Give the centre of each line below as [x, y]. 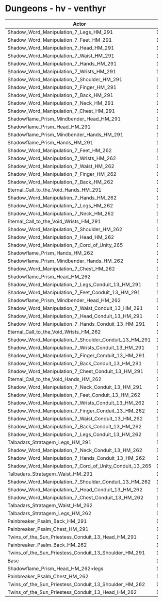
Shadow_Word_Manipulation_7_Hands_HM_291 [62, 64]
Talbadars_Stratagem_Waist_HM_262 [50, 505]
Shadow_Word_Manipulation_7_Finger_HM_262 [62, 174]
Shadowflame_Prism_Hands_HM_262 [50, 253]
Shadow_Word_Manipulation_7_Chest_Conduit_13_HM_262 [76, 497]
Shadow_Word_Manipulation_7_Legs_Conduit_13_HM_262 [74, 434]
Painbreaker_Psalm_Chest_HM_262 [48, 576]
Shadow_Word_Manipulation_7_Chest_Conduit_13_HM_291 [76, 371]
